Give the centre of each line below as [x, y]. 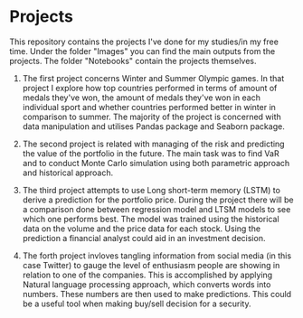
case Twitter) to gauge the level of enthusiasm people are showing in [151, 265]
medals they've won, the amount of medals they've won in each [141, 98]
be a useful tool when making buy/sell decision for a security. [137, 304]
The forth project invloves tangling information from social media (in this [157, 256]
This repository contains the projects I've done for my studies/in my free [144, 42]
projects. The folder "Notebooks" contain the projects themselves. [133, 61]
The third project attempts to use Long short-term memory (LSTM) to [151, 190]
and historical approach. [68, 173]
